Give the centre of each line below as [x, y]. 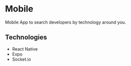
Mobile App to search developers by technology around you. [65, 22]
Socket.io [22, 59]
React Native [25, 49]
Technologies [26, 37]
